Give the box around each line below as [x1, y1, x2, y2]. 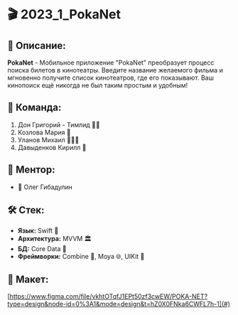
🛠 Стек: [7, 204, 45, 216]
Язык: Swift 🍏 [17, 226, 59, 235]
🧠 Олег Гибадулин [17, 183, 72, 191]
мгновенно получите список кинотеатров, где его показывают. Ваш [7, 73, 215, 82]
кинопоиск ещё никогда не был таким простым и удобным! [7, 81, 188, 90]
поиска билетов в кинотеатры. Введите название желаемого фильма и [7, 66, 224, 74]
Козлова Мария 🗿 [17, 128, 71, 137]
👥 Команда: [7, 102, 62, 114]
